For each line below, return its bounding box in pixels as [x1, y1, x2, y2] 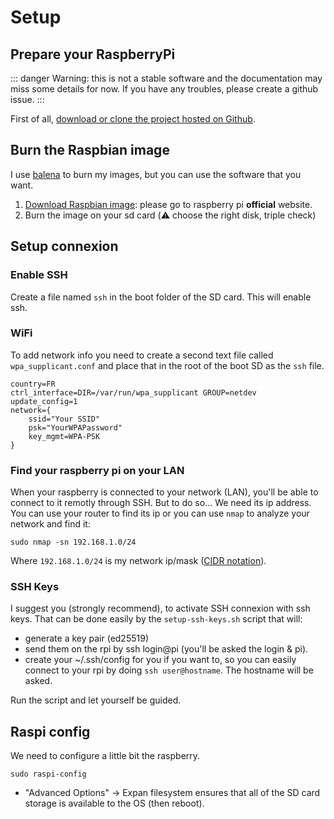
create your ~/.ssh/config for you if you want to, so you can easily [24, 654, 297, 666]
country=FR [10, 379, 56, 389]
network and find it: [10, 518, 91, 530]
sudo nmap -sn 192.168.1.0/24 [10, 537, 137, 548]
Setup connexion [10, 238, 119, 255]
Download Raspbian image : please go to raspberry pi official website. [24, 198, 313, 210]
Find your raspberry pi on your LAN [10, 463, 185, 477]
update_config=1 [10, 396, 78, 406]
